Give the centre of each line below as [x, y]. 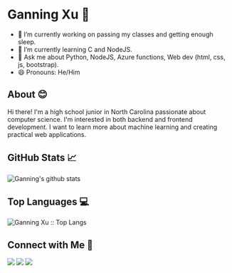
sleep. [27, 41]
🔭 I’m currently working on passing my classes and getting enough [115, 34]
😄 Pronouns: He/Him [49, 72]
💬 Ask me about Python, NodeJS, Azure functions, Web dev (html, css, [121, 57]
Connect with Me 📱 [51, 245]
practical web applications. [47, 134]
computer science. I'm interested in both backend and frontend [100, 119]
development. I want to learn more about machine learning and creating [112, 127]
